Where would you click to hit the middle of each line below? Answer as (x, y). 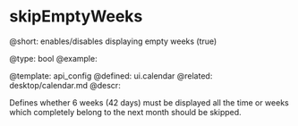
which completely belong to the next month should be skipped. (125, 112)
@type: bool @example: (53, 58)
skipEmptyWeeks (76, 17)
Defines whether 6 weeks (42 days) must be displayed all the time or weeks (149, 102)
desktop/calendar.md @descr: (65, 85)
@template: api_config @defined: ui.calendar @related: (111, 76)
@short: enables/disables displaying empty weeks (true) (113, 41)
